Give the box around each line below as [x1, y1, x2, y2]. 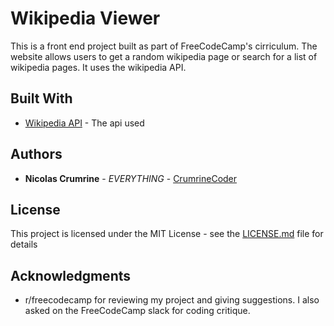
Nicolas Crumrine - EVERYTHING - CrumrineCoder [24, 172, 238, 184]
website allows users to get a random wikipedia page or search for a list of [10, 50, 318, 62]
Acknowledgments [10, 267, 132, 284]
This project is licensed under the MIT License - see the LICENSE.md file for [10, 228, 324, 240]
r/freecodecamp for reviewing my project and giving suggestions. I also [24, 294, 320, 306]
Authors [10, 146, 63, 163]
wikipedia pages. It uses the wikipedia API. [10, 61, 187, 73]
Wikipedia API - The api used [24, 117, 145, 129]
